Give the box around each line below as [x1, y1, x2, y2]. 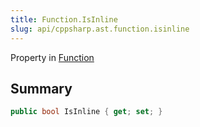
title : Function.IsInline [10, 14, 118, 25]
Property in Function [10, 51, 95, 63]
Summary [10, 80, 73, 97]
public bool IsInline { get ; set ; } [10, 107, 163, 117]
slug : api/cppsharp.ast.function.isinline [10, 24, 190, 34]
